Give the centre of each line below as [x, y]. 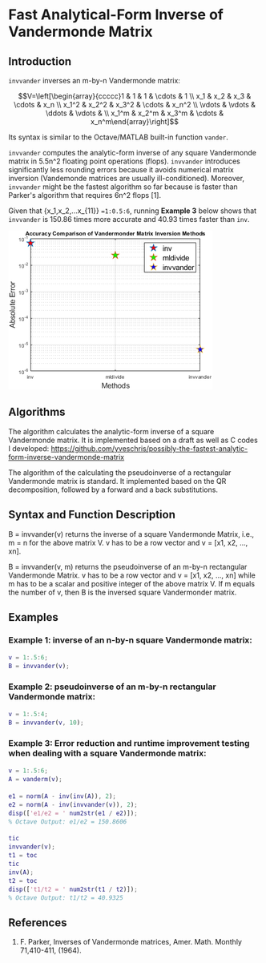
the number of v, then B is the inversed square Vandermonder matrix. [123, 592]
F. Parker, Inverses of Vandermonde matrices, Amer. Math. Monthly [131, 942]
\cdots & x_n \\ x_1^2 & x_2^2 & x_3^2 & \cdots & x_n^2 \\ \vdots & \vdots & [135, 105]
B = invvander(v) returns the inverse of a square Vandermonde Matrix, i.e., [131, 534]
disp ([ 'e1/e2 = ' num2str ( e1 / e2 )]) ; [73, 813]
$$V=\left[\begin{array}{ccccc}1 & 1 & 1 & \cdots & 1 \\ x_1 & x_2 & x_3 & [135, 96]
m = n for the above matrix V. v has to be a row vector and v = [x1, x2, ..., [128, 542]
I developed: [29, 448]
